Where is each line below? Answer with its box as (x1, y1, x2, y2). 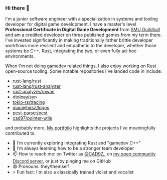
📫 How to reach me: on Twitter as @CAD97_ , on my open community (12, 151, 156, 157)
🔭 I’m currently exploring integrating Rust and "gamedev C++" (12, 140, 141, 146)
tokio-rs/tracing (12, 99, 45, 105)
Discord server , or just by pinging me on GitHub (12, 158, 111, 164)
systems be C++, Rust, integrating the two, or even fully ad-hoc (5, 48, 137, 54)
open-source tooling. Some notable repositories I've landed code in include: (5, 68, 162, 74)
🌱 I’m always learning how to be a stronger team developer (12, 145, 134, 151)
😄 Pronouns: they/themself (12, 163, 69, 169)
